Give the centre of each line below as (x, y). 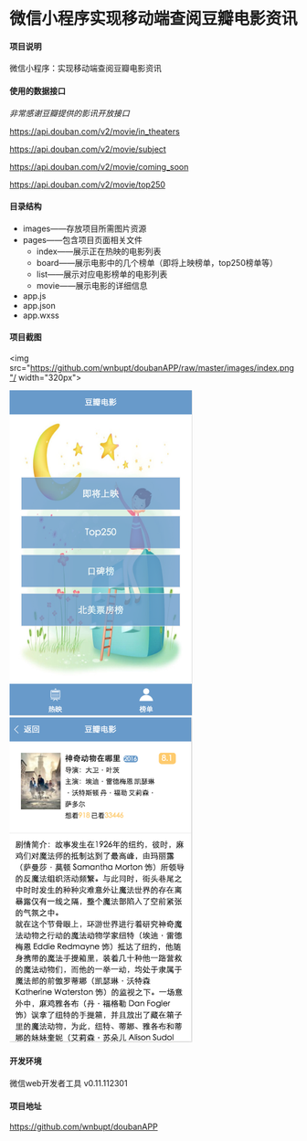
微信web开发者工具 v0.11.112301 (69, 1083)
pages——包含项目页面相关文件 (83, 239)
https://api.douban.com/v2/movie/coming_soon (99, 166)
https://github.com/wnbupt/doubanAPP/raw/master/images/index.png (163, 368)
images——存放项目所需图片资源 (85, 228)
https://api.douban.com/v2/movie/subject (88, 149)
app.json (39, 305)
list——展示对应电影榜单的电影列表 (102, 274)
